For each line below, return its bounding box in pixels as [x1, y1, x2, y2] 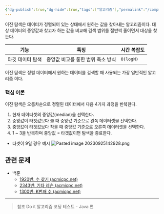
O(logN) [121, 56, 139, 62]
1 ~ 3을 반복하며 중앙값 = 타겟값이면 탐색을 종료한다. [12, 130, 112, 135]
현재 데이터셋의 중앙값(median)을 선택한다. [12, 111, 94, 117]
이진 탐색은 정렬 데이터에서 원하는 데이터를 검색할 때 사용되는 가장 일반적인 [5, 69, 147, 75]
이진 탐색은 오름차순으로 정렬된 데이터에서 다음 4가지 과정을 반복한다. [5, 101, 137, 107]
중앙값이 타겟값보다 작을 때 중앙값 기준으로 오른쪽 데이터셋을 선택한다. [12, 124, 145, 130]
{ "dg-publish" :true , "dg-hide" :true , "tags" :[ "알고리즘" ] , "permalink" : [5, 7, 145, 12]
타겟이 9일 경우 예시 [12, 140, 50, 146]
